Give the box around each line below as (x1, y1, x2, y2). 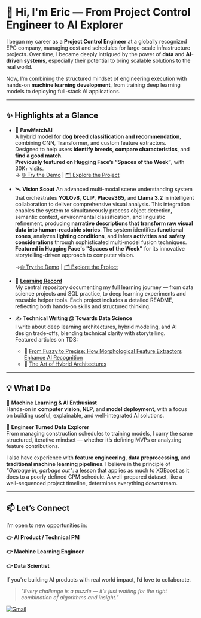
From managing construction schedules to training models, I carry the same (6, 430, 193, 437)
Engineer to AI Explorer (6, 18, 124, 32)
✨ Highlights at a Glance (6, 111, 99, 121)
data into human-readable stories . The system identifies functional (14, 226, 184, 233)
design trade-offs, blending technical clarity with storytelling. (14, 329, 166, 337)
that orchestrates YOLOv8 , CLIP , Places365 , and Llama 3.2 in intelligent (14, 194, 194, 201)
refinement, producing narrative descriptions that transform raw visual (14, 220, 193, 227)
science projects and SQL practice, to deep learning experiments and (14, 290, 187, 297)
